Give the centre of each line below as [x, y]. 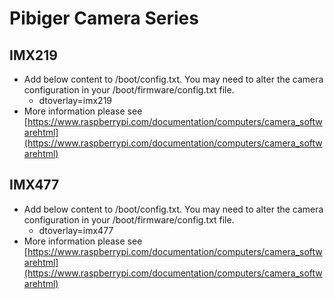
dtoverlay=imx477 [76, 230]
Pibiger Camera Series [104, 18]
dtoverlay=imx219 [75, 100]
